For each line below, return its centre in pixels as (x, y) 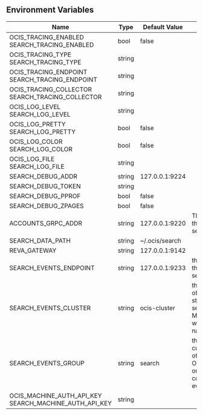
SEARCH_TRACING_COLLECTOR (56, 97)
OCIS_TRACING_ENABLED (47, 37)
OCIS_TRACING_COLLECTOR (51, 89)
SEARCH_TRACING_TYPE (45, 62)
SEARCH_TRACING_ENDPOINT (53, 79)
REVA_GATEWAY (33, 250)
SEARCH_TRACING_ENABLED (52, 45)
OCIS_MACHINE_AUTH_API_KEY (56, 396)
